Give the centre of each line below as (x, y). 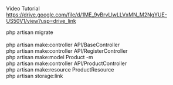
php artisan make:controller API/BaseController (63, 45)
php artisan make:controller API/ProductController (67, 63)
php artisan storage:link (35, 76)
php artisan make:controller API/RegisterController (67, 51)
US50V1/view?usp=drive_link (41, 21)
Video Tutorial (23, 8)
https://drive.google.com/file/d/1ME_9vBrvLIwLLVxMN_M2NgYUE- (86, 15)
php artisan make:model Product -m (50, 57)
